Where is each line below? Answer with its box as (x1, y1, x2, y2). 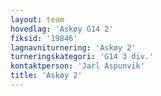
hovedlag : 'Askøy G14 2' (10, 24, 114, 34)
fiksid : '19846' (10, 33, 78, 43)
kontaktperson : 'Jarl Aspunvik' (10, 61, 145, 71)
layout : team (10, 14, 65, 25)
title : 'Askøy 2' (10, 71, 83, 81)
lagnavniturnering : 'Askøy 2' (10, 42, 137, 53)
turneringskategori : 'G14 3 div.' (10, 52, 155, 62)
